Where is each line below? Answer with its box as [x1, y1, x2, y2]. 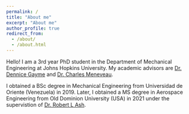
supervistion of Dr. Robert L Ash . [6, 101, 86, 108]
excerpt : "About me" [6, 20, 58, 26]
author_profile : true [6, 25, 60, 31]
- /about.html [11, 42, 46, 48]
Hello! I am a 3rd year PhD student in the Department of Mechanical [6, 58, 172, 65]
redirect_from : [6, 31, 44, 37]
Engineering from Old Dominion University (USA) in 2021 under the [6, 94, 170, 102]
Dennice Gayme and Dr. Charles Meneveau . [6, 71, 114, 78]
